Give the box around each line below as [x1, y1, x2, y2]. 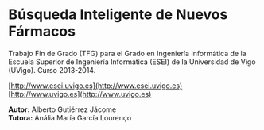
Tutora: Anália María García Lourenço [8, 113, 132, 122]
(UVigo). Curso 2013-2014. [8, 65, 96, 75]
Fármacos [8, 22, 76, 40]
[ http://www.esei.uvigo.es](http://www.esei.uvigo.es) [8, 81, 183, 90]
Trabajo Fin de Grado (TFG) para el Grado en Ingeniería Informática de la [8, 48, 247, 58]
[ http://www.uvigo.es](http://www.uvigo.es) [8, 89, 152, 98]
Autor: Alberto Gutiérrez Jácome [8, 105, 117, 114]
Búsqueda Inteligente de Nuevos [8, 6, 228, 24]
